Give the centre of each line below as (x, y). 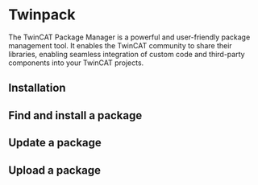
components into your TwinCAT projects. (76, 63)
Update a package (55, 143)
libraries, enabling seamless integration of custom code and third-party (127, 54)
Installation (37, 88)
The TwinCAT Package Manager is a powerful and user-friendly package (129, 37)
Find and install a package (75, 115)
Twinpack (42, 15)
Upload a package (55, 170)
